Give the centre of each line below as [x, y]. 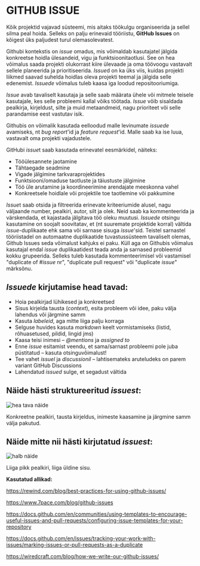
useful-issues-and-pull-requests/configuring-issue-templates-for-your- [95, 520]
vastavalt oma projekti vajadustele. [49, 138]
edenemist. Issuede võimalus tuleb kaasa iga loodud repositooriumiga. [93, 83]
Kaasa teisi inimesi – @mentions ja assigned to [72, 340]
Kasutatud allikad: [29, 479]
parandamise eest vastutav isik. [45, 114]
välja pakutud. [24, 423]
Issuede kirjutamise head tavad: [67, 287]
